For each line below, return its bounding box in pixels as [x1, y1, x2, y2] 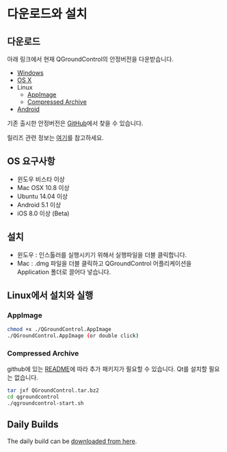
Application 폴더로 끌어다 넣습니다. [16, 267, 111, 276]
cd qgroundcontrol [7, 394, 59, 401]
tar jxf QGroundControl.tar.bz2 [7, 387, 99, 394]
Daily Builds [7, 418, 59, 431]
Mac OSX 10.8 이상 [16, 183, 70, 191]
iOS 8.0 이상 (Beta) [16, 209, 70, 217]
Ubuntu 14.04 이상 [16, 192, 68, 200]
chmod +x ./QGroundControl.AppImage [7, 326, 111, 333]
